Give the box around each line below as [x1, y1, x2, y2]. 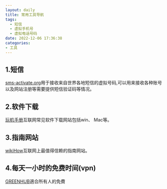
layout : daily [5, 7, 36, 13]
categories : [5, 41, 30, 46]
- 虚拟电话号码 [10, 31, 38, 36]
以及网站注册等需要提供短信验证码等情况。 [5, 86, 94, 92]
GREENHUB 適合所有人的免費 [5, 178, 65, 184]
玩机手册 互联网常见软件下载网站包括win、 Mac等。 [5, 117, 112, 123]
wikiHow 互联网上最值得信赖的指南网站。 [5, 148, 90, 154]
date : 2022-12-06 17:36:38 [5, 36, 62, 41]
